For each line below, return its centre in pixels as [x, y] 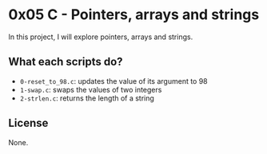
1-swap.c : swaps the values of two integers [91, 89]
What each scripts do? [66, 62]
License [28, 123]
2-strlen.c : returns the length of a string [87, 98]
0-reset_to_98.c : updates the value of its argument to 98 [114, 81]
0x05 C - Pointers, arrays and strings [134, 15]
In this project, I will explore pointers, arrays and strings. [101, 37]
